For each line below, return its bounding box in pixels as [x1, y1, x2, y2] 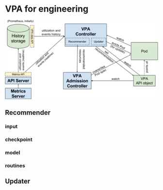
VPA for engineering [5, 3, 89, 15]
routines [5, 162, 25, 169]
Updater [5, 177, 31, 186]
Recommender [5, 108, 51, 117]
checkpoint [5, 136, 33, 143]
